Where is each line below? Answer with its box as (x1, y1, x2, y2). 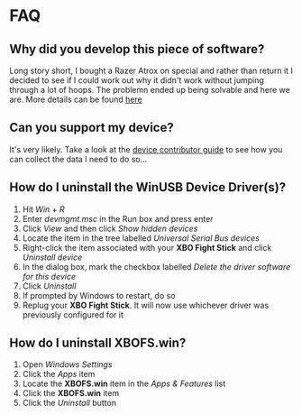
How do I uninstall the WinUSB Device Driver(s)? (9, 180, 287, 195)
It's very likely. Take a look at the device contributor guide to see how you (9, 143, 283, 154)
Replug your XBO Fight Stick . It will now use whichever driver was (22, 300, 270, 310)
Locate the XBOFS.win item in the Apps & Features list (22, 378, 226, 389)
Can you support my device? (9, 120, 174, 135)
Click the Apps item (22, 369, 96, 380)
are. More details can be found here (9, 94, 142, 105)
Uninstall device (22, 252, 83, 263)
